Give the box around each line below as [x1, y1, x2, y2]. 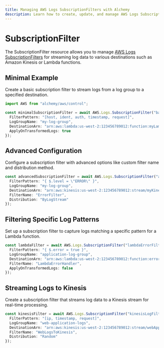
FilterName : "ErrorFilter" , [9, 192, 67, 198]
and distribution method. [5, 165, 55, 171]
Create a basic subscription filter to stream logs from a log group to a [5, 87, 144, 93]
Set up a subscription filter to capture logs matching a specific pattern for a [5, 228, 157, 234]
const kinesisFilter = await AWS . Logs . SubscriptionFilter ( [5, 312, 128, 317]
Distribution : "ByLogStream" [9, 197, 69, 202]
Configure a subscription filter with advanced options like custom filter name [5, 160, 159, 166]
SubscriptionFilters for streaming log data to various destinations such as [5, 54, 152, 60]
